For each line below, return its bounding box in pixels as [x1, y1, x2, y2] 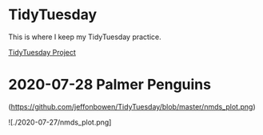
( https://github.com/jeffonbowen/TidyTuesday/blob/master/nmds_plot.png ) [8, 101, 256, 111]
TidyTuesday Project [8, 47, 76, 57]
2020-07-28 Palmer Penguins [8, 76, 212, 93]
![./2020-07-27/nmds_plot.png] [8, 117, 112, 127]
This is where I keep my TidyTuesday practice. [8, 32, 161, 42]
